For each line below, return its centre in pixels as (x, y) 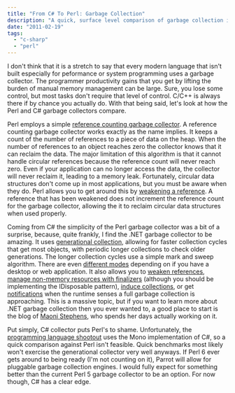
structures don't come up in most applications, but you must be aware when (117, 184)
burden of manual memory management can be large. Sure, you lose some (115, 88)
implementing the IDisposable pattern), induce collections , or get (101, 286)
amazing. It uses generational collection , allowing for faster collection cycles (117, 242)
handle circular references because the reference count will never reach (111, 161)
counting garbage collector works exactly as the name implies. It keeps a (113, 131)
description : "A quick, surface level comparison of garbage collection (115, 20)
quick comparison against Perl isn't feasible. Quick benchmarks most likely (115, 344)
